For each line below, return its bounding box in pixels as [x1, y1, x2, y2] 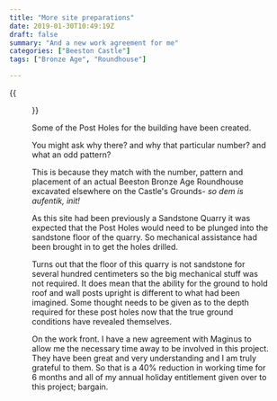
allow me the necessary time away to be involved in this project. [31, 343, 270, 353]
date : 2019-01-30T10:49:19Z [9, 22, 115, 31]
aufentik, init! [31, 195, 81, 206]
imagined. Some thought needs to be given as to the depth [31, 298, 250, 307]
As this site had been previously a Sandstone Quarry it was [31, 213, 251, 223]
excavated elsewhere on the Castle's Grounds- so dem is [31, 186, 245, 196]
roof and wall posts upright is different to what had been [31, 288, 240, 298]
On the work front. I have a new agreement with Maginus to [31, 334, 252, 344]
